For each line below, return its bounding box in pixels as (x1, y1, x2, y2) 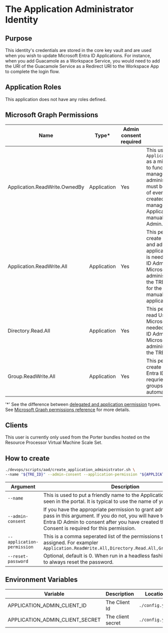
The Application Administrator (5, 3, 134, 15)
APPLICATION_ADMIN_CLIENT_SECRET (7, 616, 101, 623)
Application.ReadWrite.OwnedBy (7, 183, 84, 190)
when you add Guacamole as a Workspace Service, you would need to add (5, 58, 160, 63)
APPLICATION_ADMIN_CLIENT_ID (7, 601, 86, 608)
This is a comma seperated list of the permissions (43, 533, 160, 539)
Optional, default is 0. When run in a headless (43, 552, 150, 559)
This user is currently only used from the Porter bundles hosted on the (5, 434, 150, 440)
